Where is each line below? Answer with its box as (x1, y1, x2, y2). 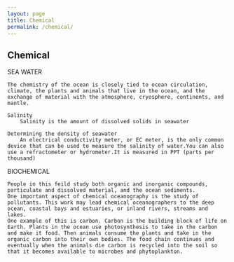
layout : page (7, 10, 46, 18)
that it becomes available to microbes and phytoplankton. (7, 248, 184, 256)
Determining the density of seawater (7, 130, 118, 137)
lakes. (7, 212, 27, 219)
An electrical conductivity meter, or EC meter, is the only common (20, 137, 224, 144)
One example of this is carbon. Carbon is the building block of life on (7, 218, 228, 225)
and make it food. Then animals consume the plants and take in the (7, 230, 212, 237)
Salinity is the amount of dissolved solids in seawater (20, 118, 190, 125)
